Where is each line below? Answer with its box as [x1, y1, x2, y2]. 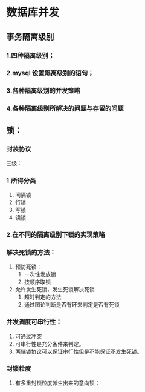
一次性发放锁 [24, 271, 56, 278]
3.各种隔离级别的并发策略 [6, 87, 80, 95]
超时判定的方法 [24, 293, 62, 301]
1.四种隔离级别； [6, 51, 55, 59]
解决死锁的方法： [6, 248, 56, 257]
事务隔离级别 [6, 32, 54, 42]
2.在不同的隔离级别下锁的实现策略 [6, 231, 106, 239]
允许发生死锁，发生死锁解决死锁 [14, 286, 95, 293]
